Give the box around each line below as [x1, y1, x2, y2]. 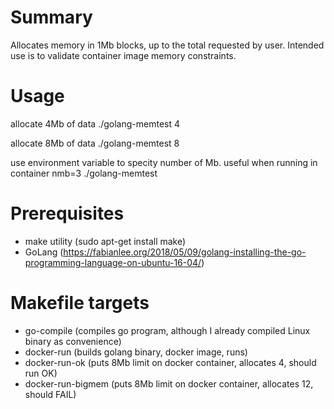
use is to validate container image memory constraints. [10, 49, 237, 61]
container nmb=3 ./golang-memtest [10, 167, 158, 179]
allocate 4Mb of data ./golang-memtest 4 [10, 117, 181, 130]
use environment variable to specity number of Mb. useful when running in [10, 156, 318, 168]
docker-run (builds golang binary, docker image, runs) [24, 346, 248, 358]
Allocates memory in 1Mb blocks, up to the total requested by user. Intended [10, 39, 325, 51]
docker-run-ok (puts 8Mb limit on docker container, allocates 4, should [24, 356, 317, 368]
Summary [10, 6, 93, 29]
